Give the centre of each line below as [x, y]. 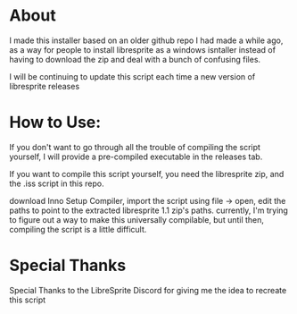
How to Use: [55, 123]
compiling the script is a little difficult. [78, 229]
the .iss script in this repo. [57, 183]
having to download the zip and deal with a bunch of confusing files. [135, 59]
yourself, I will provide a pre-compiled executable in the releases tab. [136, 157]
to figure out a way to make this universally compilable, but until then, [137, 219]
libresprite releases [45, 86]
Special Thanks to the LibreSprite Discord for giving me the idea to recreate [148, 290]
